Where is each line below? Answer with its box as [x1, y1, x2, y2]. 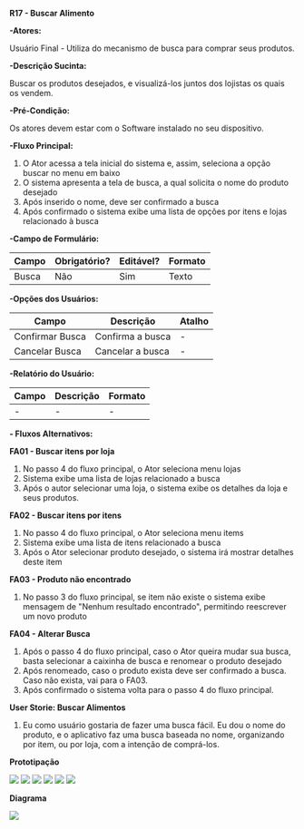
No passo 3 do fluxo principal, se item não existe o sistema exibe [22, 591, 266, 602]
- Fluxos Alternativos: [9, 428, 93, 439]
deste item [22, 557, 63, 567]
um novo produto [22, 611, 88, 621]
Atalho [180, 315, 209, 327]
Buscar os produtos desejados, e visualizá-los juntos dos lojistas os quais [9, 78, 285, 89]
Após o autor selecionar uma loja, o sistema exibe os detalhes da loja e [22, 483, 289, 493]
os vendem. [9, 88, 54, 98]
